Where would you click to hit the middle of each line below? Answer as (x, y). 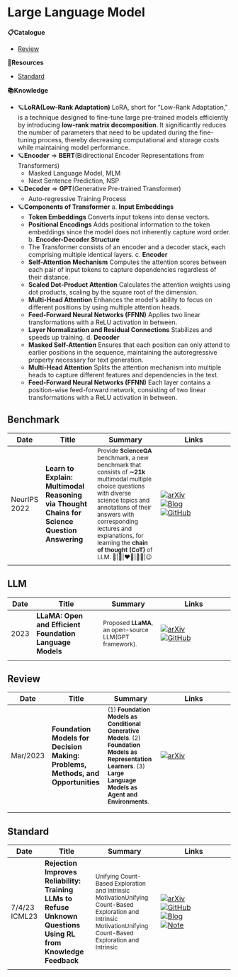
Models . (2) (124, 738)
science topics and (124, 500)
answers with (116, 514)
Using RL (60, 934)
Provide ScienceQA (125, 451)
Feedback (62, 961)
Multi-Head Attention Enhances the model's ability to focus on (120, 299)
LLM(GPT (116, 637)
